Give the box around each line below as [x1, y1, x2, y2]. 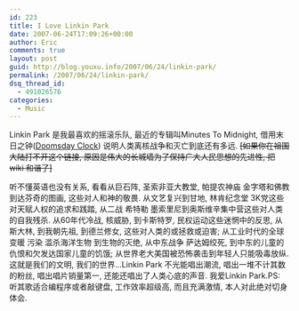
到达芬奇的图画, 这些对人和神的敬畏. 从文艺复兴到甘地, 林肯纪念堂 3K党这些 [9, 193, 285, 203]
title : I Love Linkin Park [9, 21, 109, 30]
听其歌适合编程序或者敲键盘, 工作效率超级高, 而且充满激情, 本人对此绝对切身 [9, 282, 287, 292]
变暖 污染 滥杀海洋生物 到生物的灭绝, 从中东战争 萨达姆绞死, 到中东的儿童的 [9, 237, 285, 248]
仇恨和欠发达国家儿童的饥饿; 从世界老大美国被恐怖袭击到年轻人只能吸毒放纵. [9, 248, 289, 259]
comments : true [9, 46, 66, 55]
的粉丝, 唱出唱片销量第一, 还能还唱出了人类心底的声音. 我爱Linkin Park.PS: [9, 270, 280, 281]
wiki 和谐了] [9, 163, 53, 173]
